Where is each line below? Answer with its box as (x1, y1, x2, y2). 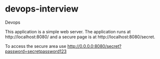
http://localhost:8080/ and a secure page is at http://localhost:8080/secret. (5, 34, 156, 40)
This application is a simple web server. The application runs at (5, 29, 131, 34)
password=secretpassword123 (5, 48, 67, 54)
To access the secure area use (5, 43, 66, 49)
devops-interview (5, 3, 79, 15)
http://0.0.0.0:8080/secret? (67, 43, 122, 49)
